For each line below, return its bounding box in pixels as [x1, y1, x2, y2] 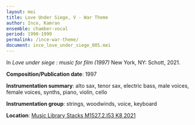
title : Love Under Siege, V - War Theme [6, 14, 109, 20]
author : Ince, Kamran [6, 20, 60, 26]
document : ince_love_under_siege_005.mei [6, 43, 111, 49]
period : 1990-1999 [6, 31, 52, 37]
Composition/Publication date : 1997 [6, 70, 97, 78]
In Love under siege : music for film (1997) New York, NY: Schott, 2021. [6, 58, 181, 66]
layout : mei [6, 8, 36, 15]
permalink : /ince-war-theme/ [6, 37, 79, 43]
